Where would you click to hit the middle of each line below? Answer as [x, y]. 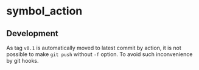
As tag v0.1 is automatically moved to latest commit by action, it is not [94, 48]
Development [33, 33]
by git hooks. [23, 61]
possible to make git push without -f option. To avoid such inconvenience [100, 54]
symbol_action [44, 11]
